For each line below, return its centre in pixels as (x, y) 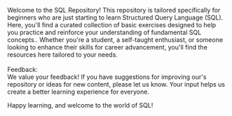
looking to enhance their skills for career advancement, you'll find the (108, 47)
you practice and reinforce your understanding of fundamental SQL (104, 32)
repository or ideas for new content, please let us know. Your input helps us (116, 84)
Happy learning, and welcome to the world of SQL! (80, 105)
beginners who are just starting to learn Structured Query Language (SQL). (115, 17)
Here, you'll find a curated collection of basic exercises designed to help (112, 25)
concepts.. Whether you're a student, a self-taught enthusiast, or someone (115, 40)
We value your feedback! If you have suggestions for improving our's (107, 77)
